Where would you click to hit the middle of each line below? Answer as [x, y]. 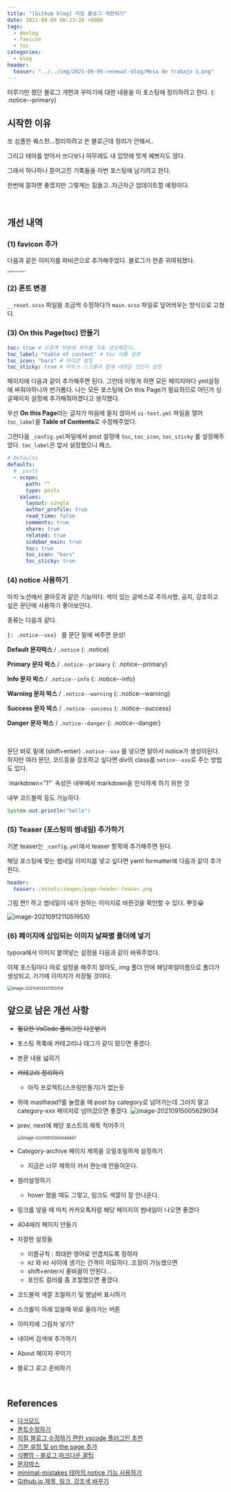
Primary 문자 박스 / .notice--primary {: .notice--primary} [87, 664]
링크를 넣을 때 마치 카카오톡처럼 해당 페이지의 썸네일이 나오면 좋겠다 [108, 1209]
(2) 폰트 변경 [27, 288]
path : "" [38, 484]
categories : [24, 53]
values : [30, 497]
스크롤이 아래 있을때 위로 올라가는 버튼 [69, 1309]
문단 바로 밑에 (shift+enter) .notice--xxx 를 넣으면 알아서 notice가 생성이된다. [113, 750]
